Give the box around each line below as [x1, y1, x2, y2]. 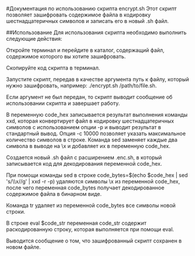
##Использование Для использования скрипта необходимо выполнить [6, 29, 187, 36]
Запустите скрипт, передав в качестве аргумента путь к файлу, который [6, 76, 190, 83]
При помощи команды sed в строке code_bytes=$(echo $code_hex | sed [6, 172, 188, 179]
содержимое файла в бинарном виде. [6, 191, 102, 197]
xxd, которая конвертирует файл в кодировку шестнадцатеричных [6, 117, 174, 124]
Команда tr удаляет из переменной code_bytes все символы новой [6, 202, 176, 209]
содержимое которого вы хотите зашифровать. [6, 53, 126, 60]
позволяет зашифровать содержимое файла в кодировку [6, 11, 151, 18]
